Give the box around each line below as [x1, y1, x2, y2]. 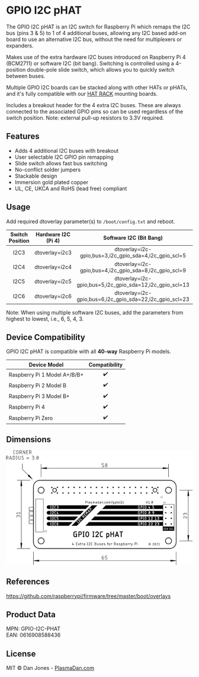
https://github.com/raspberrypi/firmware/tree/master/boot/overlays [6, 592, 171, 599]
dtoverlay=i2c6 [34, 293, 72, 300]
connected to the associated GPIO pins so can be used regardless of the [6, 108, 184, 115]
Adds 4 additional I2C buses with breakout [14, 147, 119, 154]
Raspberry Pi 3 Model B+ [8, 393, 70, 400]
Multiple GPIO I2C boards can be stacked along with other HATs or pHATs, [6, 84, 188, 91]
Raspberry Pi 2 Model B [8, 381, 67, 389]
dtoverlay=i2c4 [34, 264, 72, 271]
